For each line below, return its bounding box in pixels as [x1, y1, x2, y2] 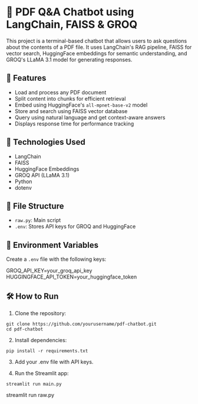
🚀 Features [6, 73, 47, 83]
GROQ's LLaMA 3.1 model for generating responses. [6, 56, 133, 63]
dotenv [14, 184, 32, 191]
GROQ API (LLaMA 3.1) [14, 171, 70, 178]
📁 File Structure [6, 201, 64, 211]
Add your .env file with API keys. [14, 359, 94, 365]
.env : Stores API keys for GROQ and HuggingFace [14, 223, 136, 230]
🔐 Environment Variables [6, 240, 99, 250]
